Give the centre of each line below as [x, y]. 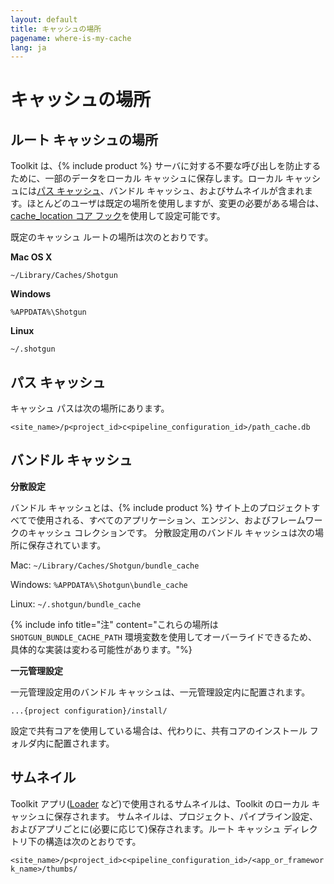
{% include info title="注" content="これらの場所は [114, 624]
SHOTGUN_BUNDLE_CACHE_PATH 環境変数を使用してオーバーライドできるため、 [164, 637]
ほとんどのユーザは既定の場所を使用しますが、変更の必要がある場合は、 [175, 203]
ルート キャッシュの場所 [84, 139]
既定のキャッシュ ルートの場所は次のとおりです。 [112, 237]
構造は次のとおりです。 [93, 841]
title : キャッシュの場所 [56, 29]
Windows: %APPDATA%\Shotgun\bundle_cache [99, 584]
